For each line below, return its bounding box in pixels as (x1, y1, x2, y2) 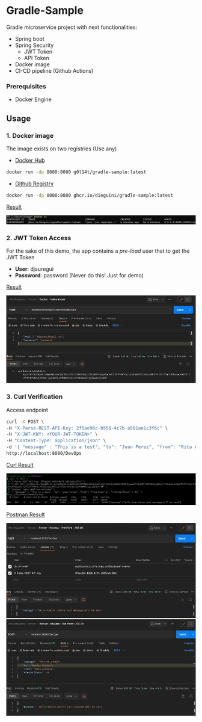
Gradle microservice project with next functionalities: (6, 23, 137, 31)
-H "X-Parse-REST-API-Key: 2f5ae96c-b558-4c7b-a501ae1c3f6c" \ (6, 425, 168, 431)
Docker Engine (14, 96, 52, 103)
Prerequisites (6, 82, 46, 90)
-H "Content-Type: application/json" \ (6, 437, 106, 444)
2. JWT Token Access (6, 233, 72, 242)
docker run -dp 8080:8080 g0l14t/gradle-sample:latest (6, 169, 147, 175)
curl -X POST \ (6, 419, 44, 425)
